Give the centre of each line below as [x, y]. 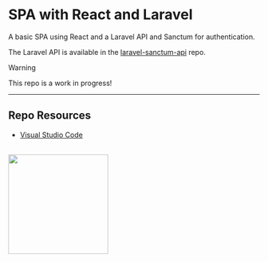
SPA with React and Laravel [100, 15]
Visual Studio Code [51, 135]
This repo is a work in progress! [60, 83]
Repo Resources [50, 116]
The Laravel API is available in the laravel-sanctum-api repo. [107, 52]
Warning [22, 67]
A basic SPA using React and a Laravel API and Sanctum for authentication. [132, 37]
